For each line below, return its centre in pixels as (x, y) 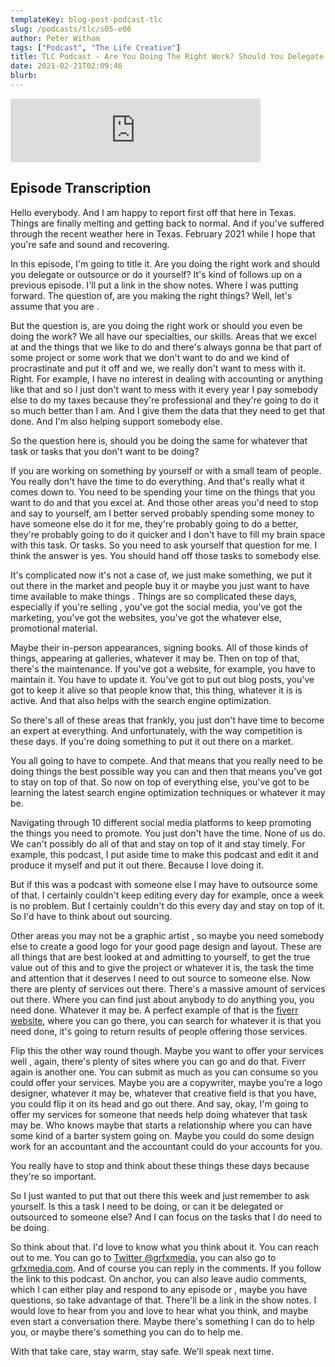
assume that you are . (55, 306)
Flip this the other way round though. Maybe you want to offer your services (167, 1050)
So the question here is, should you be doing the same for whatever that (159, 440)
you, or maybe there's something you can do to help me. (127, 1332)
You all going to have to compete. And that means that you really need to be (166, 760)
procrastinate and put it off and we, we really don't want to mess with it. (158, 368)
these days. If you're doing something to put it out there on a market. (152, 741)
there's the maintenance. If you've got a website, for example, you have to (163, 668)
